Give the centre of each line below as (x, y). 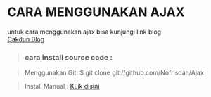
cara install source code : (68, 57)
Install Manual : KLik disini (62, 86)
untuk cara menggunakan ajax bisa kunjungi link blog (84, 32)
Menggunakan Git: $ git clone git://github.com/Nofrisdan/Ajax (114, 73)
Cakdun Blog (26, 39)
